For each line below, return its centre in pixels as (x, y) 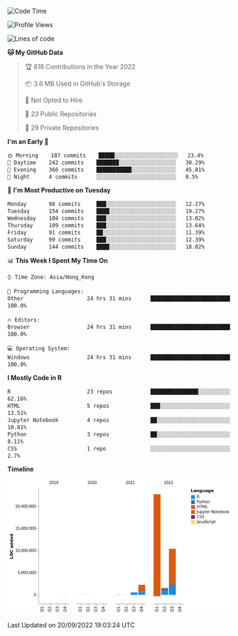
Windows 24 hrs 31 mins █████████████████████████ (119, 357)
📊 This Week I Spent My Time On (58, 261)
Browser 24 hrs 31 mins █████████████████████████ (119, 327)
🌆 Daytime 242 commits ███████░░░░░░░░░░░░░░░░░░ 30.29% (106, 163)
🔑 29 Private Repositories (62, 128)
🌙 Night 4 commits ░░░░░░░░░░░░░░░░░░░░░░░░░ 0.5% (103, 177)
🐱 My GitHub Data (36, 52)
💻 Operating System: (39, 349)
